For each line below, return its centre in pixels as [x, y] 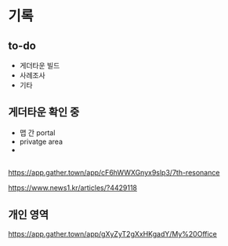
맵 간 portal [37, 132]
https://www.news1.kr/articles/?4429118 [72, 188]
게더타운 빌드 [40, 65]
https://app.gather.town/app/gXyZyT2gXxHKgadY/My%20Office [113, 234]
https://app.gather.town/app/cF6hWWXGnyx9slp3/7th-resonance [114, 173]
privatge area [41, 141]
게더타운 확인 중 [44, 112]
